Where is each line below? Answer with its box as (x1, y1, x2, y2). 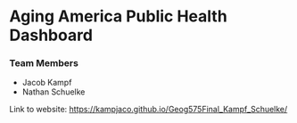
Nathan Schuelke (21, 86, 86, 97)
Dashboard (9, 25, 94, 45)
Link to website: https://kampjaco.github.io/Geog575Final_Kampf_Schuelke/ (9, 104, 288, 115)
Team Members (9, 57, 78, 70)
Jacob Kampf (21, 78, 72, 88)
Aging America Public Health (9, 6, 227, 27)
